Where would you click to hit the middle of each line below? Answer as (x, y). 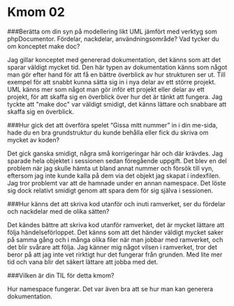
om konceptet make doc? (44, 46)
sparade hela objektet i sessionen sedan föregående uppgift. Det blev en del (117, 160)
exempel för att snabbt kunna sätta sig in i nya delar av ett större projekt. (112, 82)
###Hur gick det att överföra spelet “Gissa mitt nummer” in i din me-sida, (112, 125)
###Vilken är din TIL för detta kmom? (61, 275)
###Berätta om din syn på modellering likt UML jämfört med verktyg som (112, 31)
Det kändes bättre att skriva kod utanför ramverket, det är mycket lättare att (116, 224)
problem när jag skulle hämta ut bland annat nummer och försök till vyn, (111, 168)
